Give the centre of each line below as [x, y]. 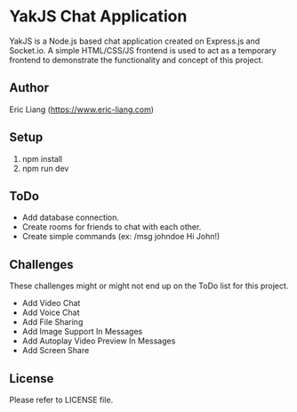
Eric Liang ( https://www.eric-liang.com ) [81, 109]
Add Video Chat [51, 303]
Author [29, 88]
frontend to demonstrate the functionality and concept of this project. [136, 60]
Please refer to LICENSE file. [61, 400]
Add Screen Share [56, 351]
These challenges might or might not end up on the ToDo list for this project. [149, 286]
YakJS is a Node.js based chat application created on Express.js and [135, 41]
